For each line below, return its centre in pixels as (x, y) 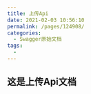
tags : (15, 46)
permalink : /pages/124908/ (46, 26)
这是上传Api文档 (42, 82)
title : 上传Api (28, 13)
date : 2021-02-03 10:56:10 (46, 20)
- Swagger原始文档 (38, 39)
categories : (24, 33)
